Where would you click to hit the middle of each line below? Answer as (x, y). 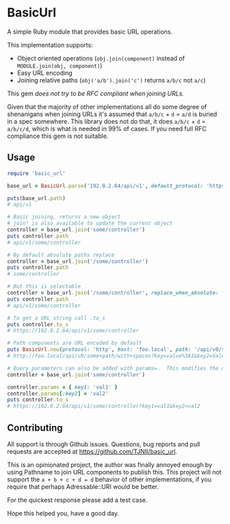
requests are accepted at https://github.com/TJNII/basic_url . (92, 451)
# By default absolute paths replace (61, 255)
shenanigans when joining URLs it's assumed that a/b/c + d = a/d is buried (112, 114)
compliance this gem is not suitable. (58, 136)
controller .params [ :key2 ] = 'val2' (58, 394)
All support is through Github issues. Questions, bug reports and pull (104, 444)
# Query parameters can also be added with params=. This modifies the (113, 368)
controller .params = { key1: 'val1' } (62, 387)
